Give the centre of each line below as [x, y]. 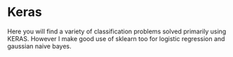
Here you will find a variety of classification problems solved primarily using [117, 31]
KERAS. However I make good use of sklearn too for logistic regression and [116, 38]
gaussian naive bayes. [39, 46]
